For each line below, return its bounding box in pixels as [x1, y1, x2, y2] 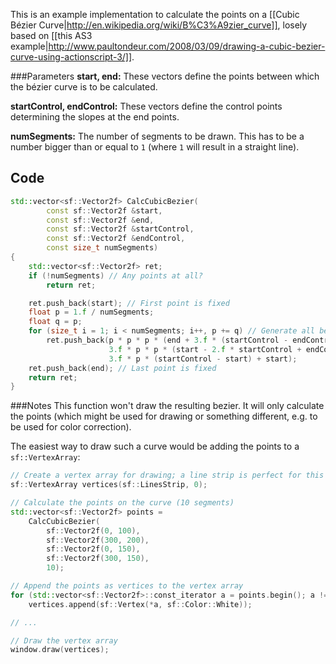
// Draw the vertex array [10, 635, 118, 646]
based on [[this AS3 [10, 30, 93, 41]
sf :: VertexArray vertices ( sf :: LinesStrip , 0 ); [10, 480, 208, 490]
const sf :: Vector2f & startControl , [46, 224, 195, 234]
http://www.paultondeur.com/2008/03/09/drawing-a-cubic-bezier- [48, 40, 326, 52]
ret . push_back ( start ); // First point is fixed [28, 298, 230, 308]
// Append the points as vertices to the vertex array [10, 581, 244, 591]
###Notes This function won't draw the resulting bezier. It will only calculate [10, 400, 325, 412]
